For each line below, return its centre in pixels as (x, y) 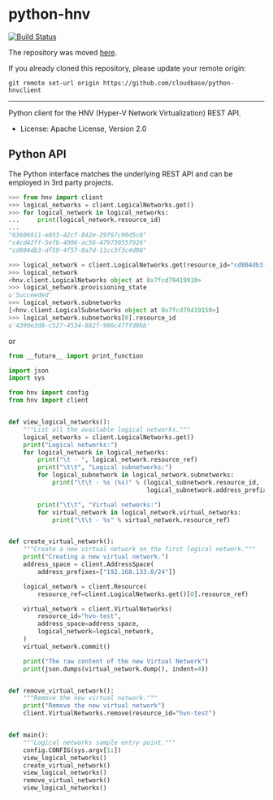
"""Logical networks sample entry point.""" (100, 742)
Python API (37, 154)
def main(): (28, 735)
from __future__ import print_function (76, 356)
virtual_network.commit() (67, 646)
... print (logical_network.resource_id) (85, 220)
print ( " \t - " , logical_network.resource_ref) (118, 460)
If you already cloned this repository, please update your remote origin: (127, 68)
